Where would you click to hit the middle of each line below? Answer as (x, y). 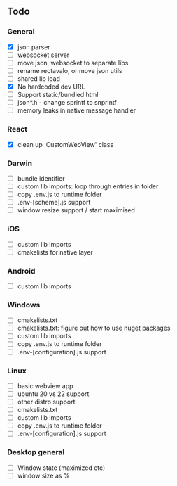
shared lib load (39, 78)
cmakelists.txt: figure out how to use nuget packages (94, 328)
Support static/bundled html (58, 95)
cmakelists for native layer (55, 252)
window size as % (43, 475)
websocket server (43, 55)
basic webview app (45, 385)
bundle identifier (41, 178)
